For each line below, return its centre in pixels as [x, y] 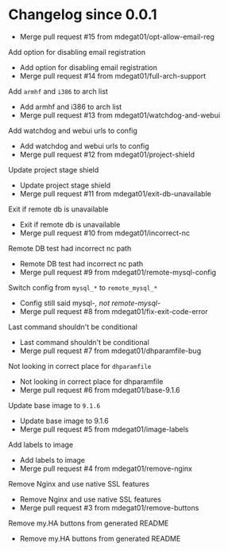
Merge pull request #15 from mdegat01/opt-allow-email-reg [117, 37]
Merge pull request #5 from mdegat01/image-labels [104, 429]
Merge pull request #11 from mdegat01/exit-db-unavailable [116, 193]
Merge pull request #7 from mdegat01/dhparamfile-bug [110, 351]
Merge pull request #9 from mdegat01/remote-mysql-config [118, 272]
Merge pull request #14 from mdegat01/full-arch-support [113, 76]
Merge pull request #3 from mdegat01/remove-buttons [109, 507]
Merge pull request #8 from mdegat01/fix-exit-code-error [114, 311]
